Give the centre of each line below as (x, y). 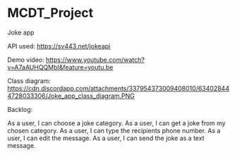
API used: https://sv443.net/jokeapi (59, 46)
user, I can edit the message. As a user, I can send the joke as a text (106, 138)
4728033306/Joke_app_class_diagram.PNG (71, 96)
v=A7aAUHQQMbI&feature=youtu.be (60, 67)
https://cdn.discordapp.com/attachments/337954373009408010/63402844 (119, 88)
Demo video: (26, 59)
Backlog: (20, 109)
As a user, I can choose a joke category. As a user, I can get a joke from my (116, 123)
